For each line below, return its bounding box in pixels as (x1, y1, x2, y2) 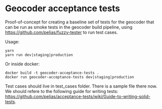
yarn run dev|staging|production (5, 52, 73, 57)
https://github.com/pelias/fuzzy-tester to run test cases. (5, 29, 118, 35)
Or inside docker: (5, 61, 40, 67)
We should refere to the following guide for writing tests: (5, 88, 119, 94)
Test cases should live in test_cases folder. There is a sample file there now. (5, 83, 158, 89)
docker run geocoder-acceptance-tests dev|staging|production (5, 74, 134, 79)
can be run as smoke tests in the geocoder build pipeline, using (5, 24, 133, 30)
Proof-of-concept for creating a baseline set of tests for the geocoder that (5, 19, 155, 25)
